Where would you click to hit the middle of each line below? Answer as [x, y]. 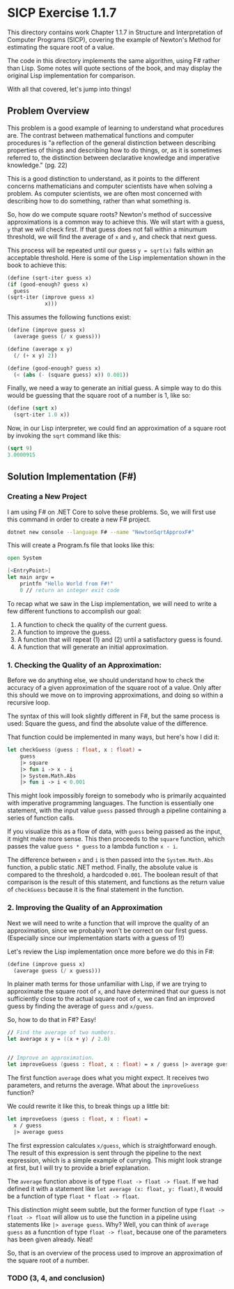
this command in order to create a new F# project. [79, 519]
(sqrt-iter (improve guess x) [51, 297]
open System [24, 558]
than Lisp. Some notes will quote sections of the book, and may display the [115, 68]
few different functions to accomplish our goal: [74, 611]
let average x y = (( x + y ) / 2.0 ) [59, 1039]
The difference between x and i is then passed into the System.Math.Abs [110, 860]
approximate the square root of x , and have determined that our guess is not [117, 991]
